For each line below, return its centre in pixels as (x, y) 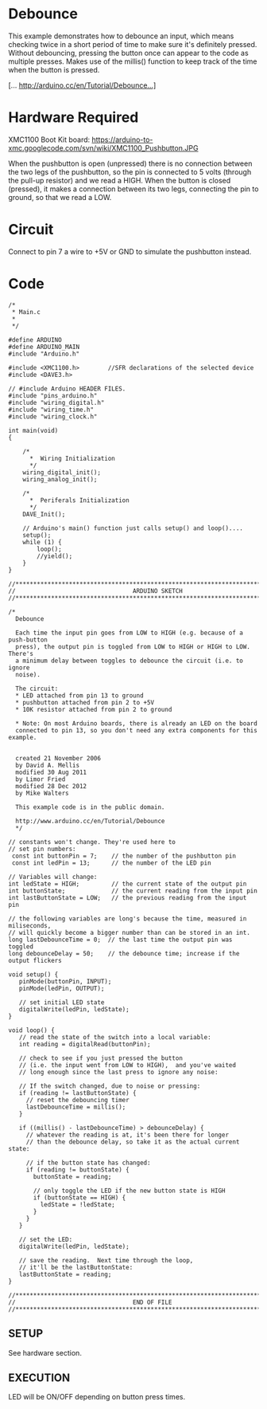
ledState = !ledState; (77, 1204)
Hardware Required (74, 118)
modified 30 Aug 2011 (51, 772)
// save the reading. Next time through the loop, (106, 1260)
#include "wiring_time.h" (51, 410)
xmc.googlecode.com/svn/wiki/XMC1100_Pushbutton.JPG (103, 147)
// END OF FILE (90, 1302)
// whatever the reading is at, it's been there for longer (127, 1135)
